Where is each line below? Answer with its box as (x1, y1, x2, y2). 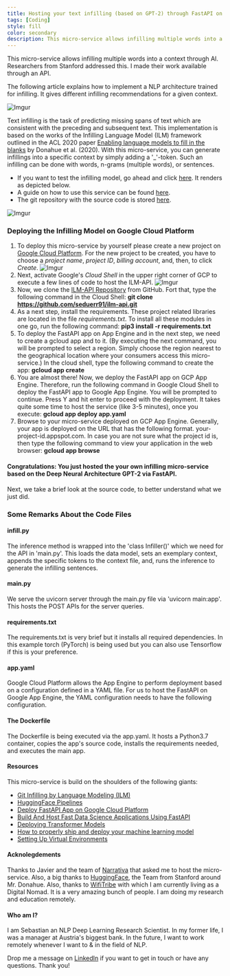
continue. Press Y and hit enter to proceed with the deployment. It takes (16, 395, 221, 403)
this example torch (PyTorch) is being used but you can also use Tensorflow (7, 641, 222, 649)
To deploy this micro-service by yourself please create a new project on (16, 242, 221, 250)
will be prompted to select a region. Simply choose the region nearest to (16, 344, 222, 352)
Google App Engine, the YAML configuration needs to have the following (7, 693, 212, 702)
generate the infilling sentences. (7, 564, 98, 572)
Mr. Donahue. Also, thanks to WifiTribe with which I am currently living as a (7, 880, 220, 889)
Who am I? (7, 911, 38, 919)
